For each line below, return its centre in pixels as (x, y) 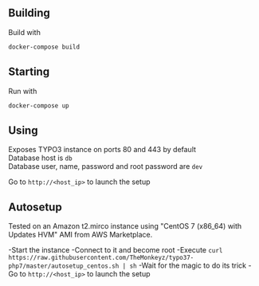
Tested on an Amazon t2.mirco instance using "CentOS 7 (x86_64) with (125, 226)
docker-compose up (39, 106)
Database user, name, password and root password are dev (106, 167)
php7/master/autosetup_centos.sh (64, 266)
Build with (25, 32)
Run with (23, 91)
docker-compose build (44, 47)
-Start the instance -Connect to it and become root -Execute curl (116, 250)
